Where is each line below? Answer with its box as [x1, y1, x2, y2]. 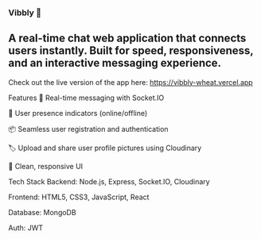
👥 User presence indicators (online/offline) [8, 108, 148, 118]
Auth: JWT [8, 222, 44, 233]
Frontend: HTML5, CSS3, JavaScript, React [8, 192, 150, 202]
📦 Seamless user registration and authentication [8, 124, 169, 133]
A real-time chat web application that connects [8, 32, 247, 45]
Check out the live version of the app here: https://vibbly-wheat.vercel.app [8, 77, 253, 87]
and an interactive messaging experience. [8, 56, 221, 70]
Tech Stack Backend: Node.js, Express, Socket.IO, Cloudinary [8, 176, 210, 186]
